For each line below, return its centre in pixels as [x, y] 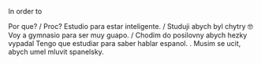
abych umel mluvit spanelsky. [56, 52]
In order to [25, 11]
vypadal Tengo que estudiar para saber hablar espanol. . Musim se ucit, [125, 43]
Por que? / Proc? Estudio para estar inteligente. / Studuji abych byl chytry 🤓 [131, 26]
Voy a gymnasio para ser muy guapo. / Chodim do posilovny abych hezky [128, 35]
